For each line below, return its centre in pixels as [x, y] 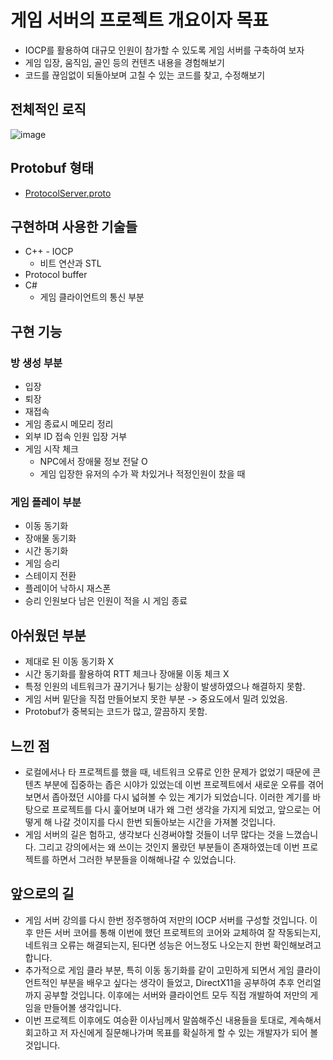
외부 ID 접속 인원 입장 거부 [76, 437]
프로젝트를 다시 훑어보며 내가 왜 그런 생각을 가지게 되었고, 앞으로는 [181, 809]
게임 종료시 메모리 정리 [69, 424]
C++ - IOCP [49, 252]
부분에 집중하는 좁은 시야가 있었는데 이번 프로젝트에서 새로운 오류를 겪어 [184, 784]
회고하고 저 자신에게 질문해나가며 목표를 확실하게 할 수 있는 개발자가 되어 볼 [171, 1032]
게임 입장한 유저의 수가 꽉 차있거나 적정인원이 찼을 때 [142, 474]
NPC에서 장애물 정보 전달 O [93, 462]
